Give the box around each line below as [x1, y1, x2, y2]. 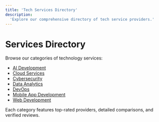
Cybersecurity [12, 76, 43, 82]
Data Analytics [12, 81, 43, 87]
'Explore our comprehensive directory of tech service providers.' [10, 17, 155, 22]
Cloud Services [12, 70, 45, 76]
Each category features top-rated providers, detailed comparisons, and [5, 107, 153, 113]
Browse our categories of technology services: [5, 55, 103, 61]
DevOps [12, 86, 30, 92]
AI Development [12, 65, 46, 71]
